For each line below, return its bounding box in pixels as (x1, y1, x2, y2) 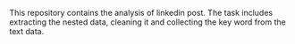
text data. (9, 26, 45, 36)
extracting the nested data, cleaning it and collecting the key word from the (9, 17, 286, 27)
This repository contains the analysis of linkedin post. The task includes (9, 8, 274, 18)
